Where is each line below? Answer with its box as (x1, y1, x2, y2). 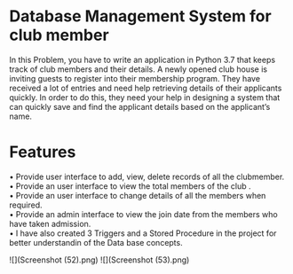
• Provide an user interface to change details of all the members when (9, 190, 266, 200)
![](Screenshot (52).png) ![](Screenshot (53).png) (9, 254, 190, 265)
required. (9, 200, 43, 210)
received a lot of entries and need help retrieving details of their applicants (9, 82, 282, 93)
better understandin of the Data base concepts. (9, 237, 184, 247)
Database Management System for (9, 6, 273, 27)
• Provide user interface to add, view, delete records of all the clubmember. (9, 171, 285, 182)
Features (9, 142, 76, 162)
